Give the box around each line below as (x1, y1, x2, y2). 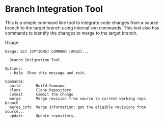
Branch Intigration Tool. (9, 57, 63, 62)
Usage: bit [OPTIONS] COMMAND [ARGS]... (5, 49, 89, 54)
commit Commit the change (9, 92, 74, 97)
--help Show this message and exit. (9, 70, 87, 75)
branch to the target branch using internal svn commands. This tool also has (5, 25, 160, 30)
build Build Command (9, 83, 65, 88)
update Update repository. (9, 113, 76, 118)
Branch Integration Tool (5, 3, 103, 15)
